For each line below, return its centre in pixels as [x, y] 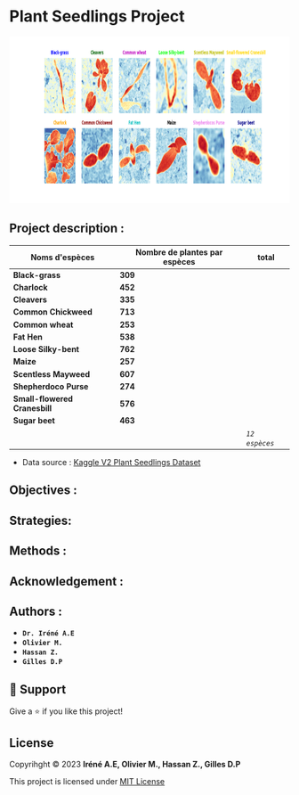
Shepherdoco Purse [51, 386]
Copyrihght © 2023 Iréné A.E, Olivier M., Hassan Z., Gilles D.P [125, 764]
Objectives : [43, 491]
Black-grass [36, 275]
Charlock [30, 287]
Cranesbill [32, 408]
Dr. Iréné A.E [48, 634]
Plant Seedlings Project [97, 16]
